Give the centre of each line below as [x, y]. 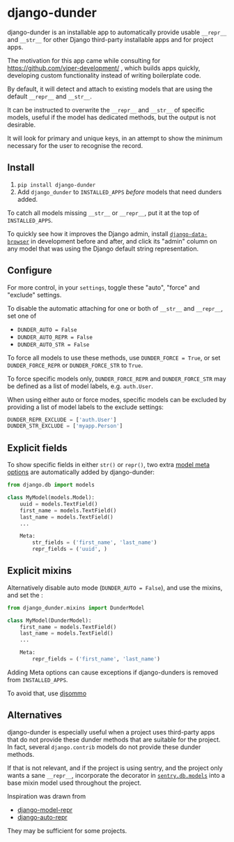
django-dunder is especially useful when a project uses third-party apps [111, 732]
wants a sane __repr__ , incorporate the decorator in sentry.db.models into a [116, 775]
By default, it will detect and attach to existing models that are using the [110, 89]
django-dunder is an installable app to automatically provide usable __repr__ [117, 32]
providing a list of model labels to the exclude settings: [85, 407]
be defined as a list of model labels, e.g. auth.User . [80, 386]
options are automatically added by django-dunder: [81, 472]
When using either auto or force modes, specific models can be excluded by [117, 399]
